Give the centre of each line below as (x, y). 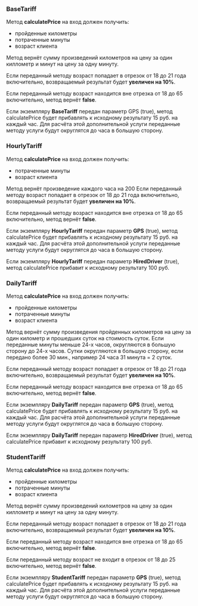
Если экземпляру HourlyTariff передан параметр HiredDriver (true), (93, 261)
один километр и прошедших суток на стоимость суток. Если (85, 338)
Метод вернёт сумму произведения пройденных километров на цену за (99, 332)
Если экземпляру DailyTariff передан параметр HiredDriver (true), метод (99, 435)
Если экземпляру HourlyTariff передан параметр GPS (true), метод (92, 230)
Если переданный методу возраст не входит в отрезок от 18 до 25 (91, 559)
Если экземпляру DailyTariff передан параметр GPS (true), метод (90, 404)
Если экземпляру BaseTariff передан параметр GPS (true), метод (89, 112)
